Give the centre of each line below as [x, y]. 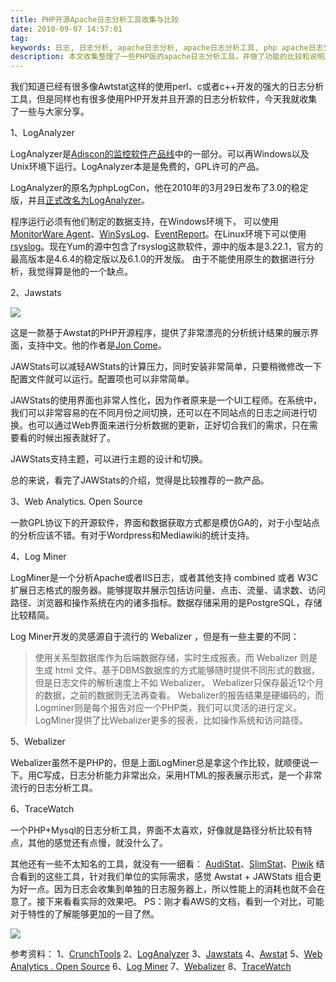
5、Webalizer [38, 742]
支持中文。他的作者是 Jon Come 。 [97, 345]
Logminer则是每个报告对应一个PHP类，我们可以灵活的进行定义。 [168, 708]
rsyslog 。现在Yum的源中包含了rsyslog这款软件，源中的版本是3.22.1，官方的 [167, 247]
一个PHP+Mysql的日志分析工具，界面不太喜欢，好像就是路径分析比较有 [157, 830]
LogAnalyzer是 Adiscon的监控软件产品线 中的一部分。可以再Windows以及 [160, 154]
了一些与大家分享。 [50, 112]
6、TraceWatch [42, 809]
